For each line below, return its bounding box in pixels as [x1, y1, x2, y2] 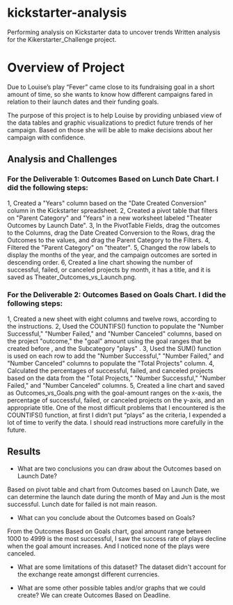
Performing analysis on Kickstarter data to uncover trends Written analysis [7, 28, 220, 36]
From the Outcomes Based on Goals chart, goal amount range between [7, 527, 211, 535]
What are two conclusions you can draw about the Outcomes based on [17, 464, 221, 473]
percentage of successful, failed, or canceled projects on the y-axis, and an [7, 395, 225, 404]
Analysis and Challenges [7, 153, 118, 165]
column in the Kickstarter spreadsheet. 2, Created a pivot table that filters [7, 206, 218, 214]
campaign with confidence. [7, 133, 86, 141]
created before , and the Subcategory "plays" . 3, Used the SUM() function [7, 344, 221, 352]
